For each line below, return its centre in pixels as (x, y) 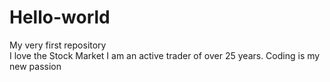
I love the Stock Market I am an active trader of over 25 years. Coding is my (165, 55)
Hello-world (60, 17)
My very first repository (58, 45)
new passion (35, 66)
